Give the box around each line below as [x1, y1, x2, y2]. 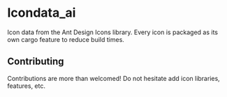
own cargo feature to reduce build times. [7, 35, 124, 43]
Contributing [7, 56, 64, 68]
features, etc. [7, 82, 45, 90]
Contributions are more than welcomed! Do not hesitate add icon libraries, [7, 74, 220, 82]
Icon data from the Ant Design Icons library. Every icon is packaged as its [7, 28, 219, 36]
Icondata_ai [7, 5, 76, 21]
